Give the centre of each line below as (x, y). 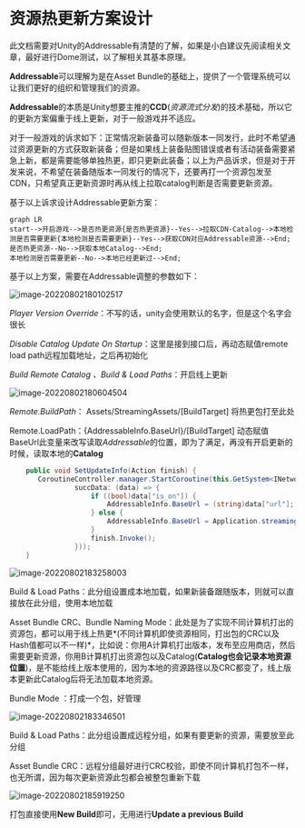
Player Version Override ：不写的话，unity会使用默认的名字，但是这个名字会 (151, 313)
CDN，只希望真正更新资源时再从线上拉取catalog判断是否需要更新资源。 (143, 183)
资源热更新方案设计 (81, 19)
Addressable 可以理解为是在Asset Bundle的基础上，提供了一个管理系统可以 (150, 76)
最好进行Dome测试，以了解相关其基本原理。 (108, 56)
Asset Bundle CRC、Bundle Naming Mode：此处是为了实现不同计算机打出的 (152, 622)
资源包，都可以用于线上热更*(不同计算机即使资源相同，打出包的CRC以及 (144, 633)
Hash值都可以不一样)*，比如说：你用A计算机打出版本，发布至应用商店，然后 (152, 644)
